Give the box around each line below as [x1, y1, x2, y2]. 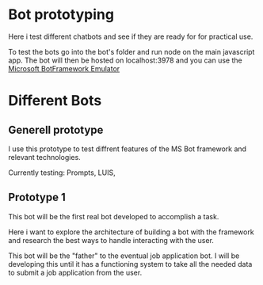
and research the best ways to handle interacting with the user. [8, 235, 214, 245]
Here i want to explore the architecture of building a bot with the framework [8, 227, 255, 237]
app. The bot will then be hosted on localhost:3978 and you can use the [8, 55, 243, 65]
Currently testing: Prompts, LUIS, [8, 168, 116, 177]
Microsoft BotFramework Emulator [8, 63, 120, 73]
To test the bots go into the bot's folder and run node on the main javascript [8, 47, 255, 56]
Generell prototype [8, 123, 104, 136]
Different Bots [8, 92, 102, 110]
